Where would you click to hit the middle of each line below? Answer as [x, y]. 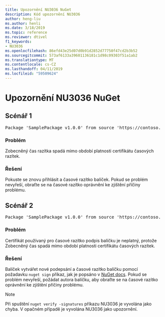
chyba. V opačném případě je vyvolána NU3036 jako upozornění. [71, 309]
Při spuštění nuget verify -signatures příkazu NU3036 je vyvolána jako [78, 304]
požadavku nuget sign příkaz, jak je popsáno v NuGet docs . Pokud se [76, 274]
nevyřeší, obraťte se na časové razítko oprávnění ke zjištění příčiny [73, 185]
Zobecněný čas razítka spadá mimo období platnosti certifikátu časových [80, 151]
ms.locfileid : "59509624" [32, 74]
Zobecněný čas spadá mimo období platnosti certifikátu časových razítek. [80, 246]
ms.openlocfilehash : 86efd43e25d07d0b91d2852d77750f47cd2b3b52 [71, 51]
